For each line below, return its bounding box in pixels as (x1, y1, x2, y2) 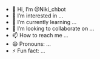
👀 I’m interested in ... (12, 12, 64, 19)
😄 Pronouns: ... (12, 40, 52, 48)
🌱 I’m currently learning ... (12, 19, 77, 25)
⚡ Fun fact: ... (12, 47, 45, 54)
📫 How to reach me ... (12, 32, 68, 39)
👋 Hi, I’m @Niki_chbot (12, 6, 66, 13)
